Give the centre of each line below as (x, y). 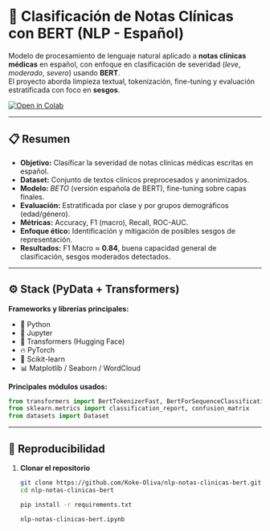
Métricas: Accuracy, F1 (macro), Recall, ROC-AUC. (104, 222)
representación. (46, 239)
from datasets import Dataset (59, 416)
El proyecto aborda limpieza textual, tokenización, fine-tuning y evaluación (132, 81)
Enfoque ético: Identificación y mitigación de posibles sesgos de (127, 231)
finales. (32, 197)
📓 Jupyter (36, 333)
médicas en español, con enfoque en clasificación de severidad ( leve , (125, 64)
